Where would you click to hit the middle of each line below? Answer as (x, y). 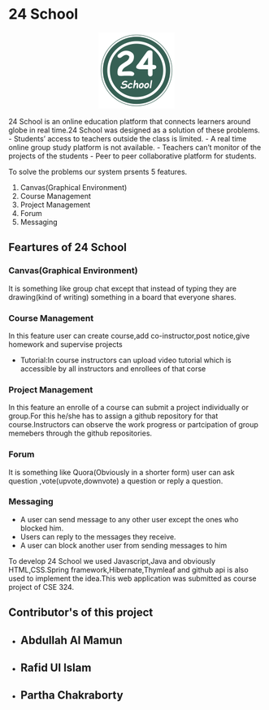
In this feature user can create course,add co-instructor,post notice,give (129, 336)
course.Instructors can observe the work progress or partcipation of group (133, 425)
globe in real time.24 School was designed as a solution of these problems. (134, 130)
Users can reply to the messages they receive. (98, 536)
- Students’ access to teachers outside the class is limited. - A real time (128, 138)
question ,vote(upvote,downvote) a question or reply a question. (116, 481)
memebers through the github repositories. (80, 433)
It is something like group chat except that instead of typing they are (123, 288)
